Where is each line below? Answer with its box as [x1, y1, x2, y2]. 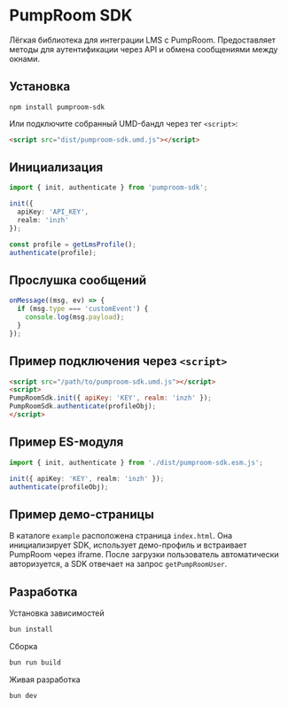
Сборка [9, 641, 38, 651]
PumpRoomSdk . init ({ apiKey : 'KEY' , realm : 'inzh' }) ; [9, 393, 213, 403]
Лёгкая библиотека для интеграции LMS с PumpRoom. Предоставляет [9, 35, 276, 45]
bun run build [9, 657, 62, 667]
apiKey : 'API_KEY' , [17, 207, 90, 217]
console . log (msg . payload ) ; [25, 313, 125, 322]
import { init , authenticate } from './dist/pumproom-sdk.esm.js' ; [9, 458, 264, 467]
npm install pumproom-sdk [9, 103, 105, 112]
